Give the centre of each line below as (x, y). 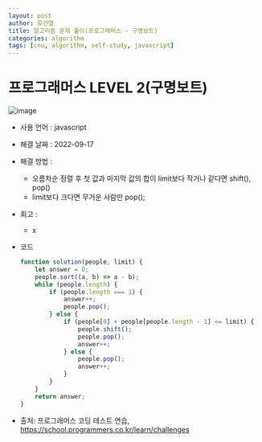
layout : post (30, 16)
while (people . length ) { (76, 284)
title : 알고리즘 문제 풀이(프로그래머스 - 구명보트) (83, 31)
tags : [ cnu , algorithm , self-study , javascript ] (91, 46)
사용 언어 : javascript (53, 127)
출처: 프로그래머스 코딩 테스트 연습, (75, 420)
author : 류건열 (31, 23)
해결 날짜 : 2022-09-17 (57, 145)
